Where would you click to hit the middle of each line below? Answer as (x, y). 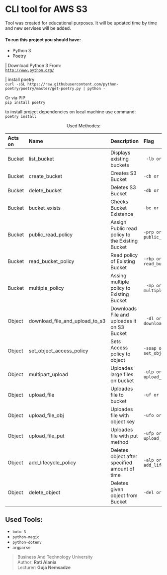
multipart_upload (49, 375)
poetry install (21, 117)
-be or (151, 208)
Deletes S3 (123, 187)
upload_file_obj (46, 415)
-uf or (151, 395)
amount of (123, 469)
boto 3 (19, 532)
